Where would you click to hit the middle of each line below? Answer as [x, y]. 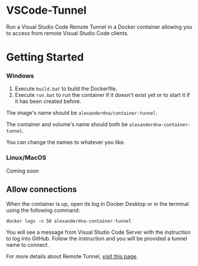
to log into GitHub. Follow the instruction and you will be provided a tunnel [97, 238]
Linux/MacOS [26, 158]
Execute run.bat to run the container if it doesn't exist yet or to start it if [102, 95]
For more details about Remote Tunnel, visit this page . [72, 256]
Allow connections [42, 190]
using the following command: [43, 210]
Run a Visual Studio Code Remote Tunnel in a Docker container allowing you [99, 27]
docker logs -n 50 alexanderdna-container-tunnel [69, 221]
